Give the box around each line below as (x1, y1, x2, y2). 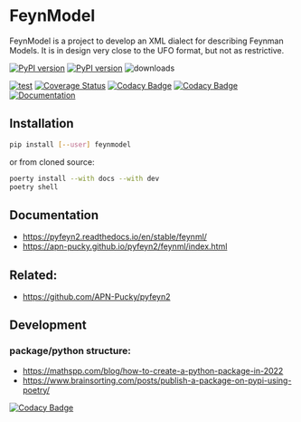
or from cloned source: (9, 156, 95, 168)
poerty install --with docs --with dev (9, 174, 160, 183)
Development (9, 318, 88, 333)
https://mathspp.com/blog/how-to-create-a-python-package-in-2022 (22, 365, 284, 376)
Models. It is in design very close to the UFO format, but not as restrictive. (9, 44, 285, 55)
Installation (9, 116, 74, 131)
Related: (9, 267, 58, 283)
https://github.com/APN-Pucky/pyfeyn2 (22, 292, 171, 302)
